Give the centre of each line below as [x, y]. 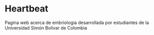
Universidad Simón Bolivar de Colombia [46, 27]
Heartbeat [27, 9]
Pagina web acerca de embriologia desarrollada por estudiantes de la [77, 22]
